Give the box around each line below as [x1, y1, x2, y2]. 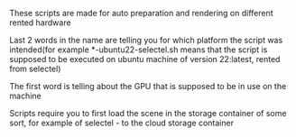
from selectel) [9, 63, 61, 74]
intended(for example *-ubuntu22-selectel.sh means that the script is [9, 44, 268, 55]
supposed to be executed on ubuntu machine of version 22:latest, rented [9, 54, 281, 64]
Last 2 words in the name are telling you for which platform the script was [9, 35, 283, 45]
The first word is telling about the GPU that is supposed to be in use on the [9, 81, 287, 91]
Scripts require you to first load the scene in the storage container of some [9, 108, 287, 118]
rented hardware [9, 17, 71, 28]
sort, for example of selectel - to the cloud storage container [9, 117, 235, 128]
